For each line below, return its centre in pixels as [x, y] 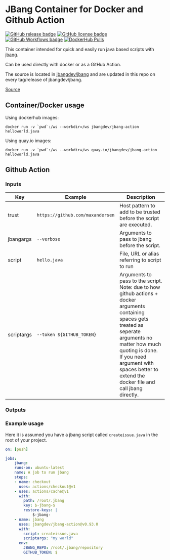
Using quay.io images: [28, 141]
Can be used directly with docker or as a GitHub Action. [63, 64]
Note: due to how [140, 287]
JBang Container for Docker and [74, 9]
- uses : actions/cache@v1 [42, 491]
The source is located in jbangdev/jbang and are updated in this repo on [80, 74]
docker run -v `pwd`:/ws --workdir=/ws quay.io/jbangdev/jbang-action [81, 150]
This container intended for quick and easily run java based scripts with [80, 49]
